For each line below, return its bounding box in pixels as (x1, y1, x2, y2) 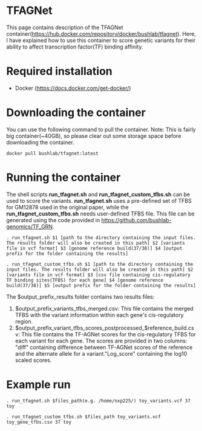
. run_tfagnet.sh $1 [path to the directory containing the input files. (6, 234, 197, 240)
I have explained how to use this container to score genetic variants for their (6, 36, 196, 44)
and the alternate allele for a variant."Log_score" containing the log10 (15, 350, 187, 357)
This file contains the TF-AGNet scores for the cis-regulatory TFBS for (21, 330, 197, 338)
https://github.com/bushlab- (101, 216, 172, 223)
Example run (6, 378, 71, 392)
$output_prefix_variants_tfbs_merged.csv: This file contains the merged (15, 305, 194, 312)
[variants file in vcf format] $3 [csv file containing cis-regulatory (6, 271, 191, 278)
